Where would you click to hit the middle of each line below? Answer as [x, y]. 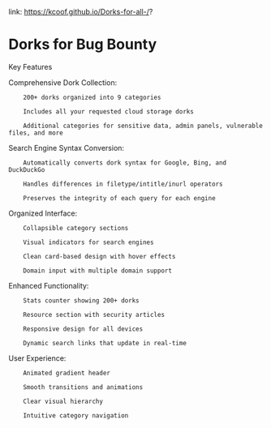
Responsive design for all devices [83, 329]
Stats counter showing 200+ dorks [81, 300]
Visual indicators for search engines [88, 242]
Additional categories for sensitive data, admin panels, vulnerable [143, 126]
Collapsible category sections [76, 228]
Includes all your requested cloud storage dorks [109, 111]
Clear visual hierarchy [63, 401]
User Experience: [37, 358]
